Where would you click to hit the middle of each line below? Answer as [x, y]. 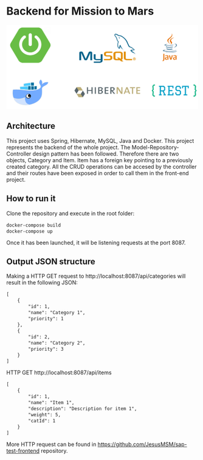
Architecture [31, 126]
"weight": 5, [45, 415]
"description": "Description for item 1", [83, 409]
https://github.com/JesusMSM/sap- [142, 444]
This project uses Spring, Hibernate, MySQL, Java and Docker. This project [100, 140]
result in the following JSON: [42, 283]
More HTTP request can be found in [51, 444]
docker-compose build [34, 225]
